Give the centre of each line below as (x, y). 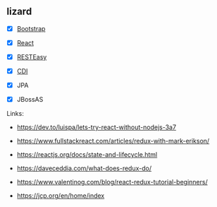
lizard (19, 12)
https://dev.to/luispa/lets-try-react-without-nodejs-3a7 (97, 127)
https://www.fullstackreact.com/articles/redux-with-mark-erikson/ (113, 141)
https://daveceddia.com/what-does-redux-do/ (84, 168)
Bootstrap (31, 28)
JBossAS (30, 100)
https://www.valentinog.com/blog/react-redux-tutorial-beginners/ (112, 182)
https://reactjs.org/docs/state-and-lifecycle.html (87, 155)
